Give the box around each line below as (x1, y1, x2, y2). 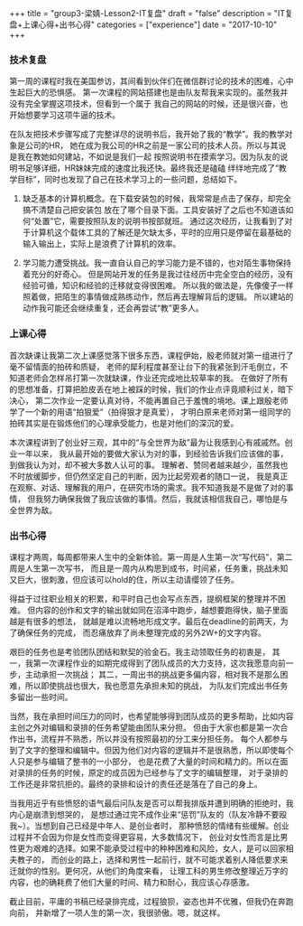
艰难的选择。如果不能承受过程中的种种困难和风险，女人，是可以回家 (32, 843, 286, 854)
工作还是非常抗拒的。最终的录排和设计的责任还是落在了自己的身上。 (9, 778, 262, 789)
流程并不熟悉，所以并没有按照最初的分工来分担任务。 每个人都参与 (40, 733, 289, 744)
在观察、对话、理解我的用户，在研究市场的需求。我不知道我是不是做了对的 (9, 482, 286, 492)
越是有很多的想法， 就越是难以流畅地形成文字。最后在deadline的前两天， (9, 615, 281, 626)
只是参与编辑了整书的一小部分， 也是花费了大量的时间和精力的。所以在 (16, 755, 280, 766)
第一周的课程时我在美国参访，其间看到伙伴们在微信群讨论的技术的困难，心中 (9, 76, 294, 87)
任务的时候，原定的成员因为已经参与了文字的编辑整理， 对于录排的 (40, 767, 289, 778)
